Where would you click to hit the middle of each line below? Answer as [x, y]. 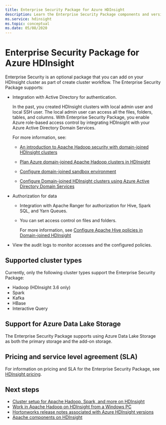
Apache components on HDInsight [47, 418]
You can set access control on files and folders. [68, 221]
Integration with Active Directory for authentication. [64, 97]
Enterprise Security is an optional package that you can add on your [74, 77]
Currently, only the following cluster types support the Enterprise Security [80, 272]
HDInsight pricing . [23, 374]
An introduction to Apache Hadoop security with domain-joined [84, 147]
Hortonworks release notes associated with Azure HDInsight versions [83, 412]
